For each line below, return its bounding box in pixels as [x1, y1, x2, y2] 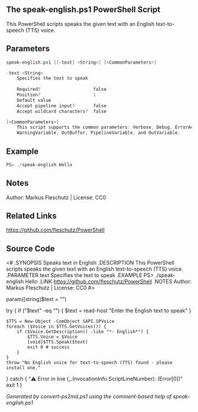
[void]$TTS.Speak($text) [27, 339, 88, 345]
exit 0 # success [27, 344, 70, 350]
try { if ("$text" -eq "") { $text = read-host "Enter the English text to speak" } [6, 307, 192, 314]
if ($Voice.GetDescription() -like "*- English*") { [16, 329, 149, 335]
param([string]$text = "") [6, 296, 67, 303]
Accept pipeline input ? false [16, 103, 107, 108]
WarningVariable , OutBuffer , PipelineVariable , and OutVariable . [16, 130, 181, 136]
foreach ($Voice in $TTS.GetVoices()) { [6, 324, 107, 329]
